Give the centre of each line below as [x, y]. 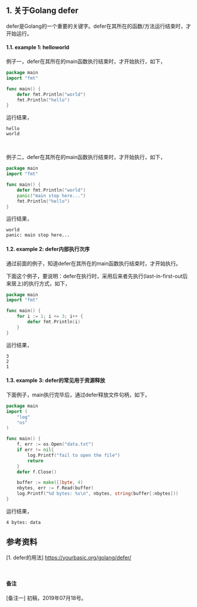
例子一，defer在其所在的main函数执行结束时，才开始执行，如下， [86, 62]
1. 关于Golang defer [42, 11]
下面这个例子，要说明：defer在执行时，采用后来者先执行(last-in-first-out [94, 276]
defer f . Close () [37, 472]
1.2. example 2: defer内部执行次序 [48, 249]
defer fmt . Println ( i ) [54, 322]
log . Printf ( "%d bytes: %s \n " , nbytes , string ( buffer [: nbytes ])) [98, 494]
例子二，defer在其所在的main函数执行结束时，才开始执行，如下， [86, 157]
